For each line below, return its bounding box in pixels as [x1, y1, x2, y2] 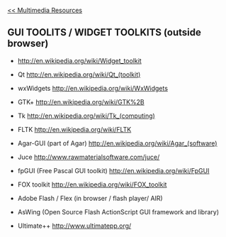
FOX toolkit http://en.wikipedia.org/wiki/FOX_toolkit [17, 180, 167, 189]
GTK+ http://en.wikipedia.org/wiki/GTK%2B [17, 97, 145, 106]
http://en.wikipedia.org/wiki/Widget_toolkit [17, 56, 142, 65]
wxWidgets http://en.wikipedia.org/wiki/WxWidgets [17, 84, 169, 92]
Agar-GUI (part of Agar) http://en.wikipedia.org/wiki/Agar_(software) [17, 138, 217, 148]
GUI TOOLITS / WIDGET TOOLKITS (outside [7, 26, 202, 38]
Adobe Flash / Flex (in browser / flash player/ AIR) [17, 194, 163, 202]
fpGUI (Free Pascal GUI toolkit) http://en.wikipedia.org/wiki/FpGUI [17, 166, 210, 175]
